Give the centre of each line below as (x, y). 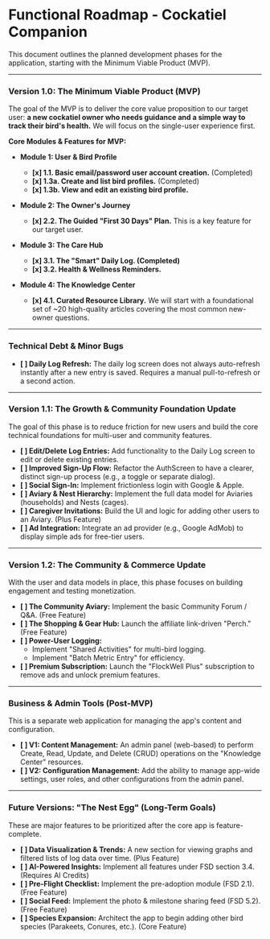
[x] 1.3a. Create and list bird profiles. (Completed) (115, 181)
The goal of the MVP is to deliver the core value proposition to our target (129, 109)
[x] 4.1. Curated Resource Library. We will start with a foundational (143, 300)
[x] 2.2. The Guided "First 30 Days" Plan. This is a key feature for (141, 221)
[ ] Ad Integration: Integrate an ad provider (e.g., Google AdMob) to (131, 527)
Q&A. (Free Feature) (53, 615)
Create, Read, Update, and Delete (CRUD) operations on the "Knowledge (140, 754)
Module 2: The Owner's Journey (75, 205)
